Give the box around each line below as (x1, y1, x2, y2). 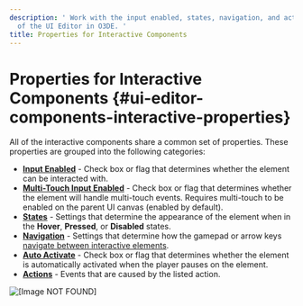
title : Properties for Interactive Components (9, 30, 188, 39)
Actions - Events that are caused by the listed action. (22, 269, 221, 280)
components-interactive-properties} (9, 107, 291, 127)
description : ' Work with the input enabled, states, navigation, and (9, 13, 280, 22)
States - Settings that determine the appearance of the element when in (22, 211, 291, 222)
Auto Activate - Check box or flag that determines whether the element (22, 249, 289, 261)
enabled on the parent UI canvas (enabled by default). (22, 202, 224, 212)
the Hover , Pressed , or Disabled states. (22, 221, 171, 232)
